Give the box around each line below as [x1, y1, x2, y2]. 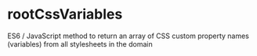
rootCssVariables [7, 5, 123, 23]
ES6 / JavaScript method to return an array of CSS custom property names [7, 31, 250, 40]
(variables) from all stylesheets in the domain [7, 39, 154, 48]
